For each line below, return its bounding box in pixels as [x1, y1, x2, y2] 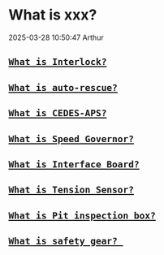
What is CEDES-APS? [8, 107, 107, 119]
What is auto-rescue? [8, 81, 118, 93]
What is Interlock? [8, 56, 107, 68]
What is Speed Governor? [8, 132, 135, 145]
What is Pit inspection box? [8, 210, 157, 221]
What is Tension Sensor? [8, 184, 135, 196]
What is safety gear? [8, 236, 118, 247]
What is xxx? [8, 6, 97, 24]
